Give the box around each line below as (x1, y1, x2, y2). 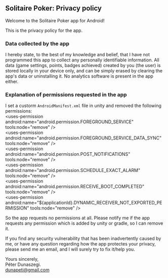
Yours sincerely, (5, 256, 39, 262)
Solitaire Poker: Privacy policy (5, 4, 102, 13)
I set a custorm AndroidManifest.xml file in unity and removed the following (5, 102, 162, 109)
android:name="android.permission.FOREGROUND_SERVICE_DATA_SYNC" (5, 135, 162, 141)
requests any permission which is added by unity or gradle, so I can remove (5, 220, 163, 226)
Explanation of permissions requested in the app (5, 91, 128, 98)
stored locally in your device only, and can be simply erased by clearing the (5, 68, 163, 74)
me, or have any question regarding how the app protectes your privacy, (5, 241, 156, 247)
